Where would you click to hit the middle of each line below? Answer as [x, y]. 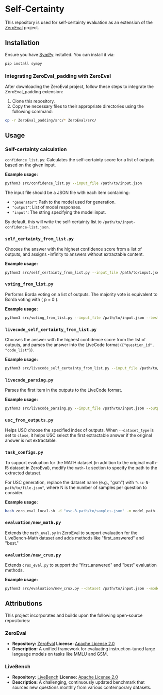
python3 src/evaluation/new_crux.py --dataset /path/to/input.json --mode [82, 589]
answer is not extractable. [31, 440]
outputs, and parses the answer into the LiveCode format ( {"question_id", [80, 345]
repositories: [18, 620]
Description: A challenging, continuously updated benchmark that [78, 682]
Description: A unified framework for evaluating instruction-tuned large [83, 649]
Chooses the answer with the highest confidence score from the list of [75, 339]
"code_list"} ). [20, 350]
